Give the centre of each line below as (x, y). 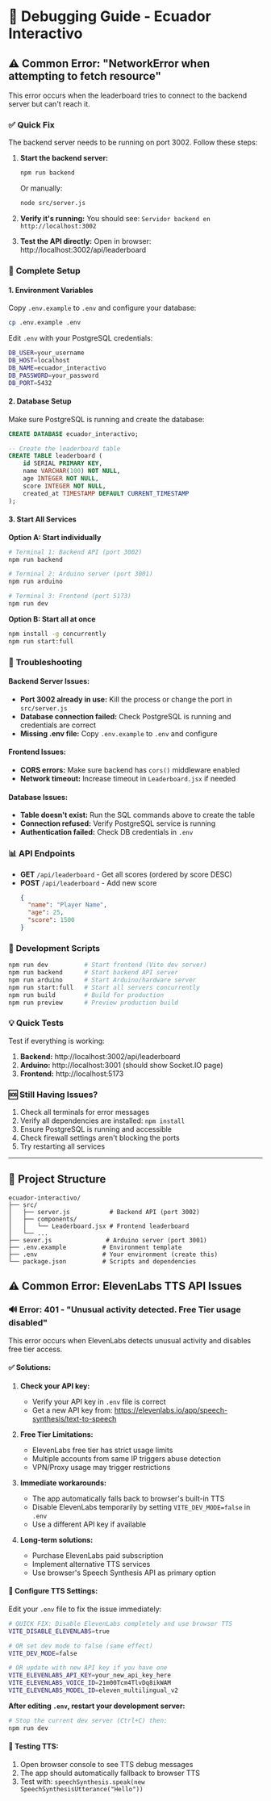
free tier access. (35, 1349)
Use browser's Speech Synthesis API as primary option (124, 1573)
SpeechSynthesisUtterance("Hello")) (81, 1789)
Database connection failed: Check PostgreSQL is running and (125, 716)
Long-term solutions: (56, 1539)
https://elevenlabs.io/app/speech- (171, 1410)
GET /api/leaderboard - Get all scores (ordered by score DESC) (126, 874)
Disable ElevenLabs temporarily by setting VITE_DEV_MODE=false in (141, 1507)
